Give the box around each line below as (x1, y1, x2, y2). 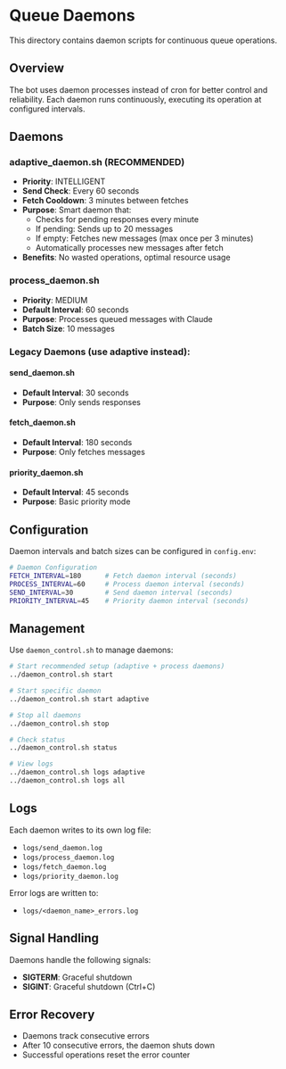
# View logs (9, 759, 53, 768)
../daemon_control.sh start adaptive (9, 694, 150, 703)
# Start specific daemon (9, 686, 102, 696)
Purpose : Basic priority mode (21, 496, 131, 507)
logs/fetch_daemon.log (21, 862, 107, 871)
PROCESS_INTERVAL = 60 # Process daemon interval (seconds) (9, 579, 245, 589)
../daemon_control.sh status (9, 743, 118, 752)
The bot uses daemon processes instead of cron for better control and (9, 84, 268, 95)
